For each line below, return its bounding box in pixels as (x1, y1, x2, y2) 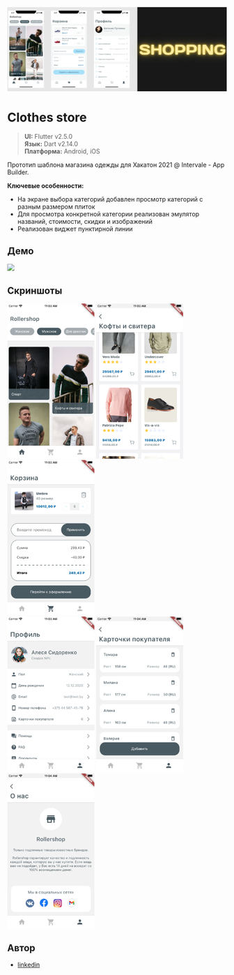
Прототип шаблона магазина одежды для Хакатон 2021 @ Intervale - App (7, 160, 225, 169)
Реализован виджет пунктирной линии (17, 225, 134, 233)
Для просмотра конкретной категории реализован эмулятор (17, 210, 200, 218)
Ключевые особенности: (7, 181, 84, 190)
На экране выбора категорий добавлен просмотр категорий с (17, 195, 203, 204)
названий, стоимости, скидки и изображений (17, 218, 153, 226)
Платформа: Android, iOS (24, 147, 100, 156)
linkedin (17, 960, 40, 969)
